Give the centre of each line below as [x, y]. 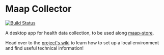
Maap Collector [38, 9]
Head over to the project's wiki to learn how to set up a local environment [82, 43]
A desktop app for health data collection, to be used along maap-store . [80, 33]
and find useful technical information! [45, 48]
